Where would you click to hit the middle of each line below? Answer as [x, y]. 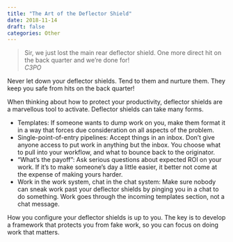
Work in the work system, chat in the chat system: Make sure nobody [116, 182]
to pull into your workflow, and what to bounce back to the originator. [116, 152]
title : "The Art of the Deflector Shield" [70, 14]
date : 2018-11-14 [32, 20]
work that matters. [33, 232]
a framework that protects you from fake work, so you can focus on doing [113, 225]
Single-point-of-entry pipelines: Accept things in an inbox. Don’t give [116, 138]
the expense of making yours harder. [70, 175]
